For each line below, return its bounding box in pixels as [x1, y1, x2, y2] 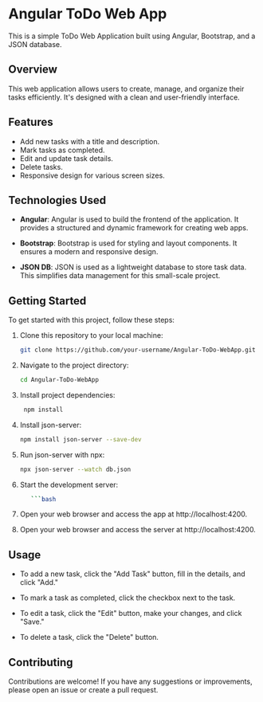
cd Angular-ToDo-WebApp [19, 376, 100, 384]
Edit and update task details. [19, 153, 114, 163]
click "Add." [19, 578, 58, 587]
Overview [8, 63, 58, 76]
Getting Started [8, 294, 87, 308]
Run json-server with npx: [19, 449, 105, 459]
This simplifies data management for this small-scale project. [19, 271, 221, 280]
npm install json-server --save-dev [19, 435, 142, 443]
